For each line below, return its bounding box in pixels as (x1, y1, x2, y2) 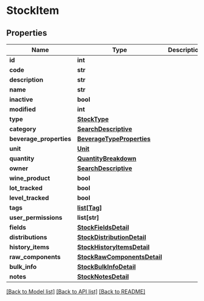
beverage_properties (9, 134, 72, 143)
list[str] (76, 213, 100, 222)
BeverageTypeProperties (76, 134, 151, 143)
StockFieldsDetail (76, 223, 129, 231)
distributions (9, 233, 47, 241)
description (9, 76, 44, 84)
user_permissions (9, 213, 63, 222)
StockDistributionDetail (76, 233, 147, 241)
